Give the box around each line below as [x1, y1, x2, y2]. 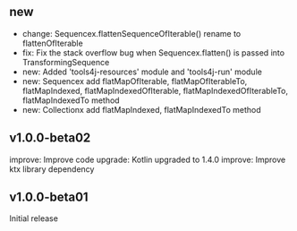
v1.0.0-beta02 [9, 131, 91, 146]
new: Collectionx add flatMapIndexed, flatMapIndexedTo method [21, 104, 261, 115]
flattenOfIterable [21, 38, 83, 48]
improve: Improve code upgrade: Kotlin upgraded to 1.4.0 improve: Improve [9, 154, 286, 165]
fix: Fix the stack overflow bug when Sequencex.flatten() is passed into [21, 47, 284, 58]
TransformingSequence [21, 56, 110, 67]
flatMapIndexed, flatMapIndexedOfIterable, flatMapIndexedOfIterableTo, [21, 85, 289, 96]
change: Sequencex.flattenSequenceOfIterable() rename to [21, 28, 242, 38]
